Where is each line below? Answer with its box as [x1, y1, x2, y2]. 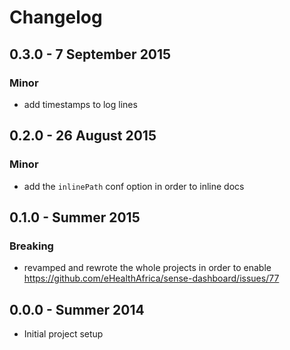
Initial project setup [23, 328, 104, 340]
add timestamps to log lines [23, 98, 138, 110]
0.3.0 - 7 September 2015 [9, 46, 172, 63]
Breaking [9, 239, 54, 253]
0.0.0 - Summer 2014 [9, 301, 145, 318]
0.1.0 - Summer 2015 [9, 209, 141, 226]
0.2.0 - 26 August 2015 [9, 127, 157, 145]
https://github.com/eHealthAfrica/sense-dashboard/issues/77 [23, 272, 280, 285]
